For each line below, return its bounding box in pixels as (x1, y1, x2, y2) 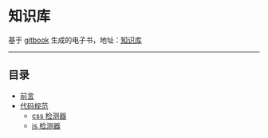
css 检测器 (31, 111, 67, 120)
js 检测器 (31, 120, 61, 130)
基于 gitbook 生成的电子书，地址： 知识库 (8, 35, 142, 45)
